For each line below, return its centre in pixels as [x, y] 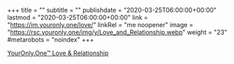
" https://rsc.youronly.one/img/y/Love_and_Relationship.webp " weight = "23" [117, 32]
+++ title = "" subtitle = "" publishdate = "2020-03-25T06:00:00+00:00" [112, 10]
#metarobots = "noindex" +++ [51, 40]
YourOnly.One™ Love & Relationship [58, 53]
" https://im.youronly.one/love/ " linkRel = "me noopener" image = [100, 25]
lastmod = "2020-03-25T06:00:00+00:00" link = [78, 17]
